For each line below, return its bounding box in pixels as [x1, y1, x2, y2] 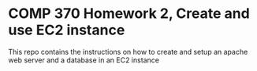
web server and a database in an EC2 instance [8, 55, 160, 65]
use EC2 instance [8, 21, 125, 39]
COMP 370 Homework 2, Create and [8, 5, 250, 23]
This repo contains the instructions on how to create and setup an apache [8, 47, 248, 56]
